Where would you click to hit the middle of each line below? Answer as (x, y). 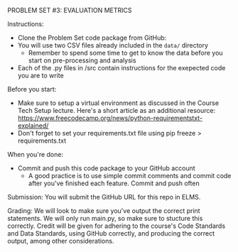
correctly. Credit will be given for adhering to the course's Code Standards (117, 226)
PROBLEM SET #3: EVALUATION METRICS (70, 10)
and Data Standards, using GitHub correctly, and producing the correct (111, 233)
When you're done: (36, 154)
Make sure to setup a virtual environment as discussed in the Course (118, 103)
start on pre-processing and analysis (82, 60)
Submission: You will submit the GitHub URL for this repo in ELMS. (104, 197)
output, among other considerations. (61, 241)
